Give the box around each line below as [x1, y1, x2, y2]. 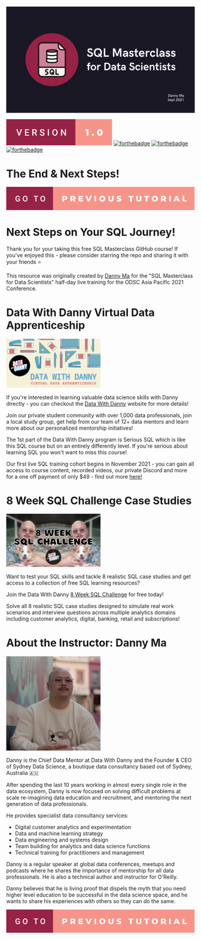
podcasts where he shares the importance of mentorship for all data [6, 867, 174, 874]
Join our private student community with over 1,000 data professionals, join [6, 411, 192, 419]
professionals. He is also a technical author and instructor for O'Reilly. [6, 873, 178, 880]
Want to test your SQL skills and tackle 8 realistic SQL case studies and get [6, 573, 191, 581]
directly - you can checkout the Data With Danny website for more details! [6, 400, 189, 407]
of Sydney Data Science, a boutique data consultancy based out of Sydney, [6, 763, 193, 770]
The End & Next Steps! [6, 167, 120, 180]
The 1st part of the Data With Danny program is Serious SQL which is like [6, 436, 186, 443]
